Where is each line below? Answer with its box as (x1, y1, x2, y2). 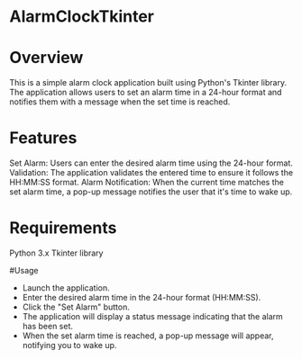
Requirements (9, 218, 117, 238)
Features (9, 128, 78, 148)
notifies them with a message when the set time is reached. (9, 96, 231, 107)
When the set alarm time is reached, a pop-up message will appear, (22, 330, 274, 341)
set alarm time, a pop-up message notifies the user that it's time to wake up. (9, 186, 293, 197)
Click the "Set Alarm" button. (22, 301, 131, 312)
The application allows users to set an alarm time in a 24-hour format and (9, 87, 282, 98)
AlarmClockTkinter (9, 6, 155, 27)
